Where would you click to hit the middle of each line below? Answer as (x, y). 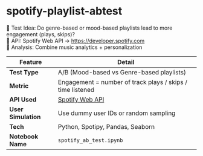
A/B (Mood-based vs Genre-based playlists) (122, 72)
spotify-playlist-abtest (64, 11)
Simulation (25, 117)
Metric (19, 86)
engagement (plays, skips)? (41, 34)
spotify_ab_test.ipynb (90, 140)
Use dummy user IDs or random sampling (117, 113)
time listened (76, 89)
